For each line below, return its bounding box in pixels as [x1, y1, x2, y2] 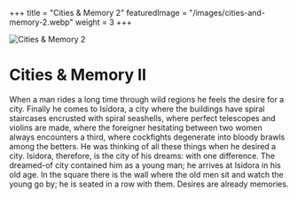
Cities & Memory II [9, 65, 147, 85]
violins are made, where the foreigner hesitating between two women [9, 122, 263, 133]
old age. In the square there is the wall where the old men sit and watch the [9, 169, 284, 179]
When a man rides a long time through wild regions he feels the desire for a [9, 94, 285, 104]
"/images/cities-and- [189, 8, 266, 18]
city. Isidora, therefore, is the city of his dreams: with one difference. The [9, 150, 276, 161]
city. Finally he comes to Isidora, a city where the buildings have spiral [9, 103, 265, 114]
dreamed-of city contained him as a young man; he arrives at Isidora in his [9, 159, 281, 171]
